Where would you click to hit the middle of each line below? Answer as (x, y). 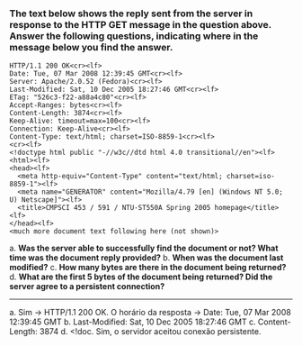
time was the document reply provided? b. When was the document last (147, 258)
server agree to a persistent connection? (87, 287)
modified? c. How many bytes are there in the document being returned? (148, 268)
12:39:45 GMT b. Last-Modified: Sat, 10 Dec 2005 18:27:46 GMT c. (133, 322)
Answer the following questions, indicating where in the (134, 36)
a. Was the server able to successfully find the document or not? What (144, 248)
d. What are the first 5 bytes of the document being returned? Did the (141, 277)
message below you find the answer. (91, 47)
